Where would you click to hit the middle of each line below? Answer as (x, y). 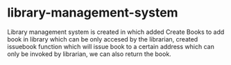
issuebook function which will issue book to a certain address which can (111, 46)
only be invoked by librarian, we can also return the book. (89, 54)
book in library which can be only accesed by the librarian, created (103, 39)
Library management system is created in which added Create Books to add (116, 32)
